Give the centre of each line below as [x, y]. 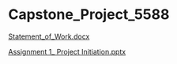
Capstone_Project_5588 [89, 15]
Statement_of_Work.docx [49, 36]
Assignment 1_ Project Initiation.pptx [67, 51]
